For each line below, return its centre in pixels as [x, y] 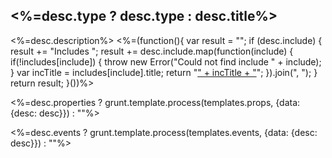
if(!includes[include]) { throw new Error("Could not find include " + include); [166, 61]
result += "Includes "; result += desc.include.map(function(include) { [152, 51]
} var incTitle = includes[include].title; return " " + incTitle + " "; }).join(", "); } [164, 72]
